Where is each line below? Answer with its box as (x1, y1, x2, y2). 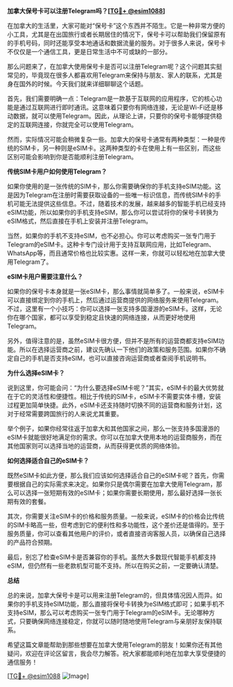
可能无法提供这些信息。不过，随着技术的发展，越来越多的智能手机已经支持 (12, 199, 226, 208)
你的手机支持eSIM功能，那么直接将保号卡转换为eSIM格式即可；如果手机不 (12, 600, 225, 608)
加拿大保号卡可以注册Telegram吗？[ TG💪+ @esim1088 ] (7, 7, 166, 15)
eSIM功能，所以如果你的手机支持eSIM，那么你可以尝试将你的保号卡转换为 (7, 208, 219, 216)
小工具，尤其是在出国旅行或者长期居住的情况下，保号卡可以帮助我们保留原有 (7, 31, 226, 38)
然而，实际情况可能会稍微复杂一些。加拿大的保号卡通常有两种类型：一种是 (7, 135, 220, 143)
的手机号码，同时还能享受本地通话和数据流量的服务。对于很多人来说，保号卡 (7, 39, 226, 47)
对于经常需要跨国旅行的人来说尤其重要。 (7, 410, 123, 417)
